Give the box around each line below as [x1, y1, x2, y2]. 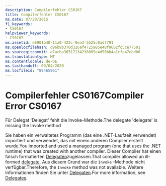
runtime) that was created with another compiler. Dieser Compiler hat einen [5, 148, 161, 154]
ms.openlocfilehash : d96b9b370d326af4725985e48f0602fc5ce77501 [5, 45, 141, 50]
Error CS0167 [5, 101, 62, 112]
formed [5, 159, 21, 165]
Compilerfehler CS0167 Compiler [5, 90, 144, 101]
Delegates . [5, 174, 28, 181]
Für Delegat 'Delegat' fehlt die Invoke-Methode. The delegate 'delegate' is [5, 117, 157, 123]
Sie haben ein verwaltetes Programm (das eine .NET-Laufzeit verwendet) [5, 132, 157, 138]
